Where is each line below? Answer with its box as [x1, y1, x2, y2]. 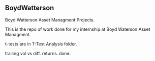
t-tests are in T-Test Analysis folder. [5, 41, 77, 47]
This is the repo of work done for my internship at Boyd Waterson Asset [5, 26, 150, 32]
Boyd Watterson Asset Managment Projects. [5, 17, 95, 22]
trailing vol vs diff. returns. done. [5, 50, 71, 56]
